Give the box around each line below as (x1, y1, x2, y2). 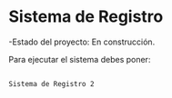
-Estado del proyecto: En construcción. (8, 36, 156, 47)
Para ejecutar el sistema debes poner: (8, 54, 151, 64)
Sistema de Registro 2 (8, 79, 95, 88)
